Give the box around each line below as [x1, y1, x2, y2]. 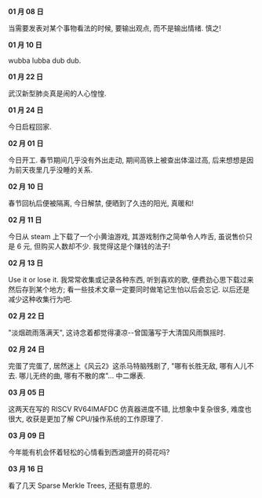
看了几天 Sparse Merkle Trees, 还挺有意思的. [8, 481, 152, 490]
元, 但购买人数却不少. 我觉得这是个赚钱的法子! [23, 242, 171, 251]
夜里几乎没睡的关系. [28, 165, 93, 174]
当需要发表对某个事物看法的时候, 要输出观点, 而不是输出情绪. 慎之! [8, 24, 221, 33]
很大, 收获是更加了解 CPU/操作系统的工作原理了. [8, 414, 163, 423]
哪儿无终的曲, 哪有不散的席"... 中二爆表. [18, 371, 146, 380]
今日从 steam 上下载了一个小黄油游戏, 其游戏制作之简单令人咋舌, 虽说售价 [8, 232, 246, 241]
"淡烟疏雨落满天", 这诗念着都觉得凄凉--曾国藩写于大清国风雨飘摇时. [8, 328, 226, 337]
